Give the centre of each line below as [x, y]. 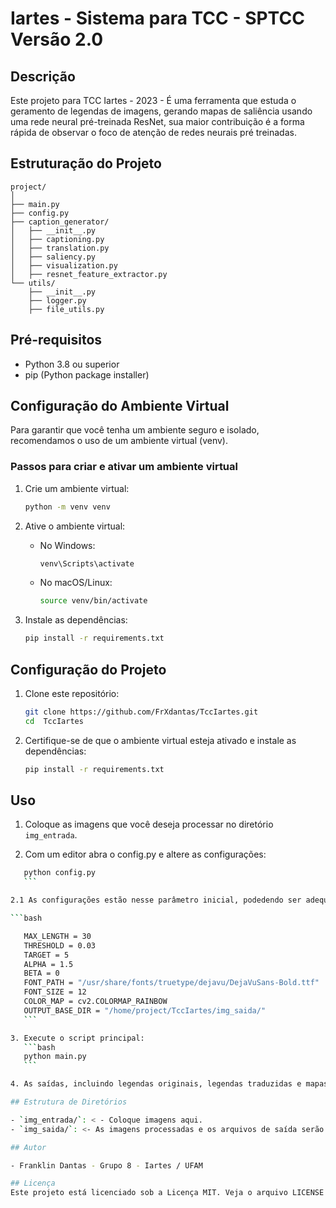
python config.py [60, 873]
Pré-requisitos [56, 340]
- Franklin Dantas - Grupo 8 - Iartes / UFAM [106, 1165]
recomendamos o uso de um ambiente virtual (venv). [119, 441]
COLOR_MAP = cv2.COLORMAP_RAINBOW [95, 1002]
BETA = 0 [41, 973]
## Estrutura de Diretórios [69, 1102]
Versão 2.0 [57, 39]
